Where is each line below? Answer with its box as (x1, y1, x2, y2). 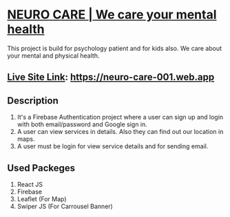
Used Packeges (7, 162, 76, 174)
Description (7, 95, 59, 106)
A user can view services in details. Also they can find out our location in (17, 128, 224, 136)
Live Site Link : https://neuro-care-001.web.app (7, 71, 215, 83)
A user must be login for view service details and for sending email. (17, 142, 209, 150)
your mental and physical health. (7, 52, 100, 60)
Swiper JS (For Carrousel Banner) (17, 202, 114, 210)
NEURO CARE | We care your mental (7, 7, 217, 23)
